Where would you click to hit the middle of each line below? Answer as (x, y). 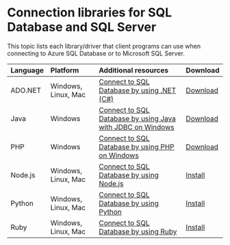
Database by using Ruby (138, 231)
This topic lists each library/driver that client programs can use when (104, 46)
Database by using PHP (137, 146)
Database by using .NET (138, 90)
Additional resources (134, 70)
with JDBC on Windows (137, 127)
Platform (65, 70)
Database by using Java (138, 118)
